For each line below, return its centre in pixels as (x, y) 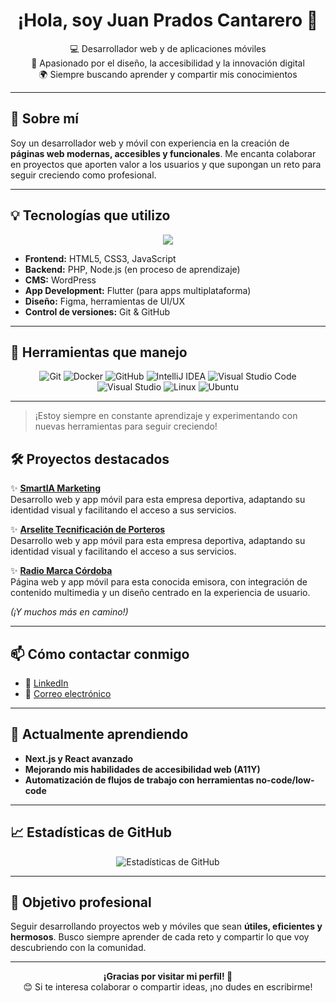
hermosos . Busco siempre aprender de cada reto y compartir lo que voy (160, 937)
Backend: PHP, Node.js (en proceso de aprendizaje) (132, 269)
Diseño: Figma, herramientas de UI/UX (104, 301)
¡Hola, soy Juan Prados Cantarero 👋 (168, 20)
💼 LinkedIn (46, 683)
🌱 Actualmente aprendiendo (99, 734)
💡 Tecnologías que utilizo (90, 215)
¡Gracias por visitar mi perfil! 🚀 (168, 976)
